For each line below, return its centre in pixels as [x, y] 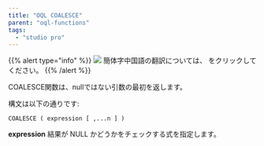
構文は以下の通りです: [44, 104]
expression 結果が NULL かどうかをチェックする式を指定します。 [114, 134]
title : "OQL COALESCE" [45, 15]
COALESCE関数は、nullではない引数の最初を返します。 [97, 87]
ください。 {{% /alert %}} [50, 71]
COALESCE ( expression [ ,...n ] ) [67, 119]
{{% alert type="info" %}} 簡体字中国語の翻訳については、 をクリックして [132, 60]
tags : [17, 30]
